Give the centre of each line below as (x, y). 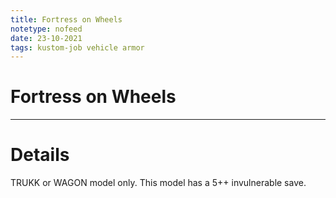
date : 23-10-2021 (46, 38)
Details (40, 155)
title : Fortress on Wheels (66, 19)
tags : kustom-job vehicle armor (77, 47)
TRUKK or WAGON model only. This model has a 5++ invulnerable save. (158, 183)
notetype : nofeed (46, 29)
